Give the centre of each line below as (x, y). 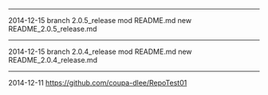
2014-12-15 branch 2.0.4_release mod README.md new (100, 51)
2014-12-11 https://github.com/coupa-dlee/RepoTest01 (98, 83)
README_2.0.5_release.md (53, 29)
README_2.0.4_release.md (53, 60)
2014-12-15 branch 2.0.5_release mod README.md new (100, 20)
